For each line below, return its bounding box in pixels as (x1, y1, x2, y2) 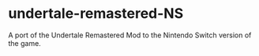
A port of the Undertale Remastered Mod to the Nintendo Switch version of (8, 30, 252, 40)
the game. (8, 38, 41, 47)
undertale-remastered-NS (8, 5, 184, 23)
